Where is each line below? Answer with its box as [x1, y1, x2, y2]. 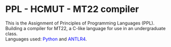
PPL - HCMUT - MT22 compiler [5, 3, 139, 15]
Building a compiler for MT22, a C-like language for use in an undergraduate [5, 25, 166, 31]
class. [5, 30, 18, 36]
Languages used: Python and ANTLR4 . [5, 36, 87, 42]
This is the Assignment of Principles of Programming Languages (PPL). [5, 20, 155, 26]
